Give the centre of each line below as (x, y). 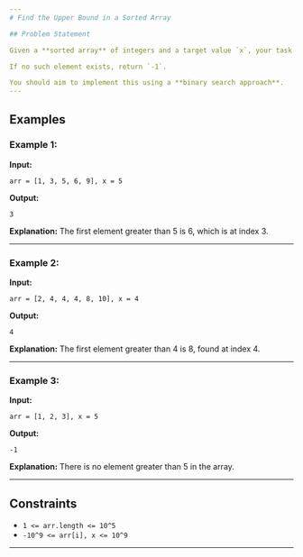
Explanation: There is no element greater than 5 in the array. (122, 467)
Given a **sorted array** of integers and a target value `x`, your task (151, 50)
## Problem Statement (50, 34)
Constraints (43, 503)
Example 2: (34, 262)
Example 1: (33, 145)
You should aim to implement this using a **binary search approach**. (147, 83)
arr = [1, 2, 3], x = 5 (54, 417)
